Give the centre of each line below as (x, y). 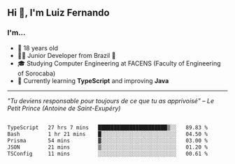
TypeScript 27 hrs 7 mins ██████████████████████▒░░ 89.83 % (108, 128)
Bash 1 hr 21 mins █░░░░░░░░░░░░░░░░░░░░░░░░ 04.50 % (108, 134)
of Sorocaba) (36, 73)
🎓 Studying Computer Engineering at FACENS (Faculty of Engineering (119, 63)
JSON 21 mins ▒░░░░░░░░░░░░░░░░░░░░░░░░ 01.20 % (108, 147)
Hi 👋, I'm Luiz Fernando (58, 13)
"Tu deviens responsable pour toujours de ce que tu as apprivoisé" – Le (111, 100)
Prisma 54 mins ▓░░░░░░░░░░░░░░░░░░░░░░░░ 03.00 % (108, 140)
